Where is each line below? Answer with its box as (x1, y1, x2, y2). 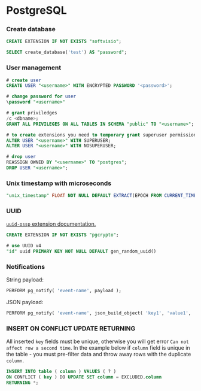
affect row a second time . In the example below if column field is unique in (6, 344, 190, 351)
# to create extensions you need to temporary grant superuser (6, 132, 167, 138)
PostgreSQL (6, 4, 67, 17)
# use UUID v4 (6, 243, 42, 249)
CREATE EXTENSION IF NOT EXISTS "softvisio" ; (6, 38, 121, 45)
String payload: (6, 276, 44, 283)
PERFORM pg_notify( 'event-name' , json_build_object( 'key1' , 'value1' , (6, 310, 191, 316)
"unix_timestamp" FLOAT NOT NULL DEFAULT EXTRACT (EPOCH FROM (6, 193, 162, 199)
